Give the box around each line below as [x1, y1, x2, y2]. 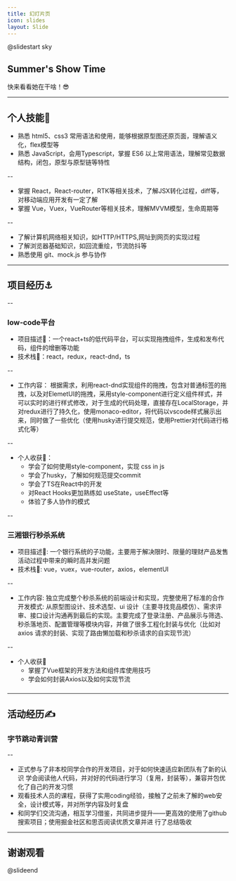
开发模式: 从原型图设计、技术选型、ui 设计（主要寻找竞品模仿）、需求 [17, 603, 216, 611]
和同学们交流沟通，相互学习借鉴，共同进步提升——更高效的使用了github [17, 809, 227, 818]
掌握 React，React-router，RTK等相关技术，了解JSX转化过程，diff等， [17, 187, 223, 195]
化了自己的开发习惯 [17, 783, 74, 791]
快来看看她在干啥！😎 [7, 82, 70, 91]
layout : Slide [7, 23, 49, 30]
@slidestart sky [7, 43, 53, 51]
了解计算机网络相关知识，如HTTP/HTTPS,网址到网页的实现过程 [17, 233, 200, 241]
